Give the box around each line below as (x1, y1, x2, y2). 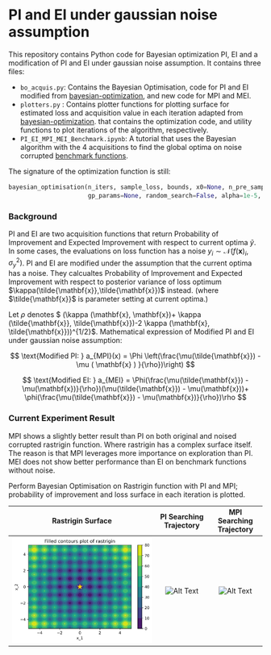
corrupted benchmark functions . (19, 151, 129, 161)
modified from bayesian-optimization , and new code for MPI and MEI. (19, 90, 252, 100)
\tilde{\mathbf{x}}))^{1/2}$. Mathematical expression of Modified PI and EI (8, 327, 255, 336)
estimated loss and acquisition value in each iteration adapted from (19, 107, 244, 118)
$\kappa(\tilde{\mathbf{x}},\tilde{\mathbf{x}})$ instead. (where (8, 286, 219, 295)
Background (8, 211, 58, 222)
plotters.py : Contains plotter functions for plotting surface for (19, 99, 230, 109)
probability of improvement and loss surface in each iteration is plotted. (8, 490, 246, 499)
